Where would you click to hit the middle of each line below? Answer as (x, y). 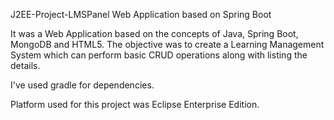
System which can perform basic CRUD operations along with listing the (159, 55)
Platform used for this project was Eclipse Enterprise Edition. (135, 104)
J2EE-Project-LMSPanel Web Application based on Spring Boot (141, 14)
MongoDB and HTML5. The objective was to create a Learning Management (167, 44)
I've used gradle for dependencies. (82, 85)
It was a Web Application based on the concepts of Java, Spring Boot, (154, 33)
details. (25, 65)
